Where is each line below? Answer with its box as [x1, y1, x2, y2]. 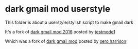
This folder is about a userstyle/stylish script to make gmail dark [5, 19, 134, 25]
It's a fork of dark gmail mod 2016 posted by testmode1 [5, 29, 116, 34]
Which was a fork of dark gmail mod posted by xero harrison [5, 38, 126, 44]
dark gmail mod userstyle [5, 3, 110, 15]
